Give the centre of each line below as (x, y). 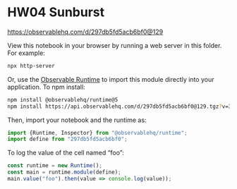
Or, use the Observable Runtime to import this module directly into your (111, 79)
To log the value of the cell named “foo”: (66, 153)
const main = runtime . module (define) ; (64, 172)
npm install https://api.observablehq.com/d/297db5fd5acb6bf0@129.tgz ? (115, 106)
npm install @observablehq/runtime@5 (63, 99)
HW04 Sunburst (56, 12)
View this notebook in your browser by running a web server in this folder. (115, 45)
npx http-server (31, 66)
